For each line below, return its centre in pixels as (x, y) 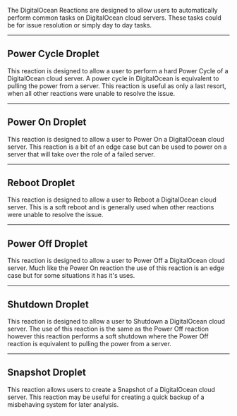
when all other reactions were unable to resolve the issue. (91, 93)
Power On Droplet (47, 122)
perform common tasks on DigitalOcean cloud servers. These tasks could (115, 18)
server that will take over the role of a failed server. (81, 154)
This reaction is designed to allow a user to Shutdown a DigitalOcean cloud (116, 322)
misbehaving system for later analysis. (63, 404)
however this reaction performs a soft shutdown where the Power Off (108, 336)
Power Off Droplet (48, 244)
